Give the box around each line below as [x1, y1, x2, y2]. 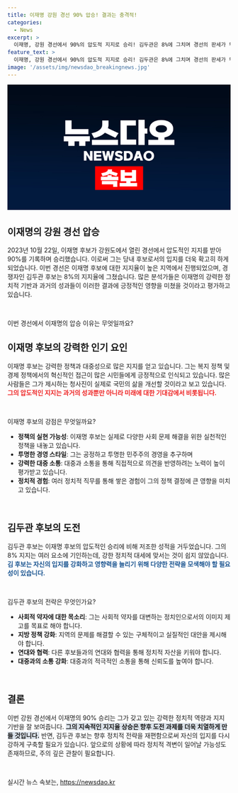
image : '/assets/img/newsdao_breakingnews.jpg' [7, 64, 151, 71]
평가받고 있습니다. [17, 468, 67, 476]
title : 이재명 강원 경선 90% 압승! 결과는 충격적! [7, 11, 137, 18]
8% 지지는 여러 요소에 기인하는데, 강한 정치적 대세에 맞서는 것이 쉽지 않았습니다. [7, 551, 229, 559]
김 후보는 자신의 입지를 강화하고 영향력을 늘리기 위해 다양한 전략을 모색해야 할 [7, 560, 218, 568]
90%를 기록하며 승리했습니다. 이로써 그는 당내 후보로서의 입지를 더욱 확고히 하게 [7, 255, 229, 264]
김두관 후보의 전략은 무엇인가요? [7, 597, 96, 606]
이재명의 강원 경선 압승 [7, 225, 101, 237]
